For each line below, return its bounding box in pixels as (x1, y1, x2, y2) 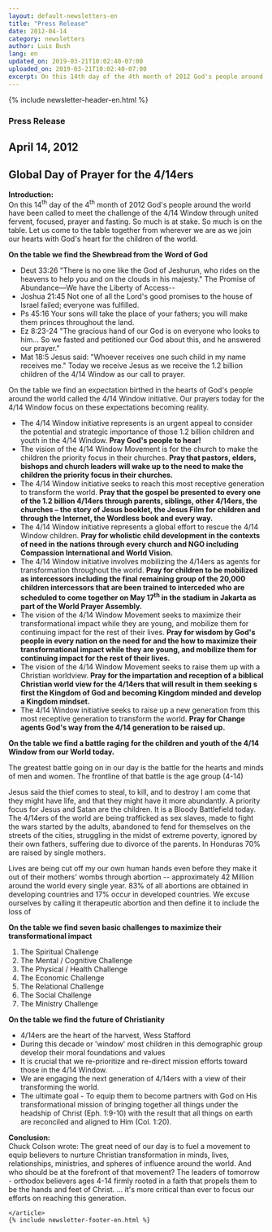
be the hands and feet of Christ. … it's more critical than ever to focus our (8, 1185, 254, 1195)
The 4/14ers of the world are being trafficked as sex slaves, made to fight (8, 813, 254, 823)
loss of (8, 907, 32, 917)
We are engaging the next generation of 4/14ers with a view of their (19, 1074, 247, 1084)
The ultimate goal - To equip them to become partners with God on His (19, 1091, 257, 1101)
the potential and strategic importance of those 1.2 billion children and (19, 427, 254, 436)
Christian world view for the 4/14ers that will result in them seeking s (19, 679, 258, 689)
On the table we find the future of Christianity (8, 1015, 165, 1024)
